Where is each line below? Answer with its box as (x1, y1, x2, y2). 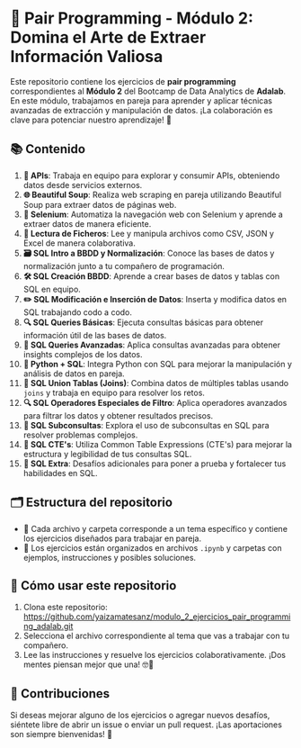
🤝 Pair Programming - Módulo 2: (10, 8, 254, 29)
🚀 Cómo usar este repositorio (10, 578, 177, 593)
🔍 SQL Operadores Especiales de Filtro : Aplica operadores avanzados (22, 397, 288, 408)
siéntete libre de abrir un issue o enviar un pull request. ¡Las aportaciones (10, 719, 282, 730)
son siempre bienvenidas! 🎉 (10, 729, 113, 740)
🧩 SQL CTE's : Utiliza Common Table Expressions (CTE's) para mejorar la (22, 438, 293, 449)
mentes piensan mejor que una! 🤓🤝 (22, 659, 155, 670)
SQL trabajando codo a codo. (22, 306, 133, 318)
